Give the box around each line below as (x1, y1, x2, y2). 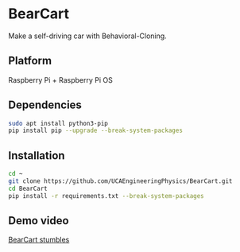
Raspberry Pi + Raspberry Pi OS (8, 75, 113, 84)
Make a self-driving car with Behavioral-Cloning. (8, 31, 167, 41)
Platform (8, 54, 52, 68)
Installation (8, 149, 65, 162)
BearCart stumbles (8, 235, 70, 245)
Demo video (8, 214, 69, 227)
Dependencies (8, 99, 82, 112)
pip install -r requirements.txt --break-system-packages (8, 192, 204, 200)
